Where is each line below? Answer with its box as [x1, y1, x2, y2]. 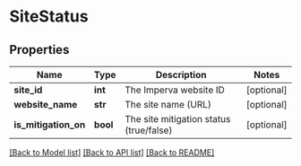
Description [155, 69, 207, 81]
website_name [13, 99, 78, 110]
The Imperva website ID [125, 83, 226, 96]
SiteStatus [9, 6, 89, 27]
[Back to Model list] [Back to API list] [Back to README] [9, 147, 215, 158]
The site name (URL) [125, 99, 212, 110]
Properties [9, 42, 70, 57]
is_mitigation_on [13, 118, 86, 131]
